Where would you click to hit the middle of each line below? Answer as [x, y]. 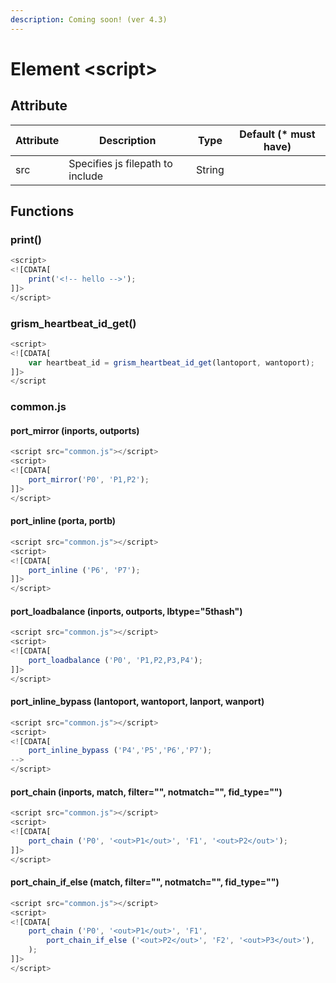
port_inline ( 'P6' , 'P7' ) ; [84, 570]
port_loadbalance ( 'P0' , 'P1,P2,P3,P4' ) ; [115, 661]
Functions [42, 211]
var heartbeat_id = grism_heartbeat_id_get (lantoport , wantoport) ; [171, 362]
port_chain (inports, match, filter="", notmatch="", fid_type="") [146, 792]
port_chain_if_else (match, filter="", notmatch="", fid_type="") [145, 882]
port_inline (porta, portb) [63, 521]
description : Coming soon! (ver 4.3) [89, 19]
